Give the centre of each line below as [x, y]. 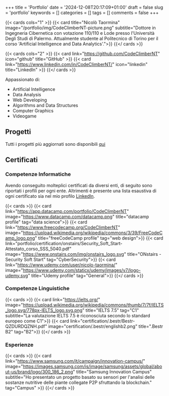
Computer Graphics [33, 111]
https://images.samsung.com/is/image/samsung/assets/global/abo [93, 366]
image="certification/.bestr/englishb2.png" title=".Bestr [106, 326]
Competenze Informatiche [38, 175]
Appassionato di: [23, 79]
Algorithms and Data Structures [45, 105]
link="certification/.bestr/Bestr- [102, 321]
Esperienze [19, 345]
